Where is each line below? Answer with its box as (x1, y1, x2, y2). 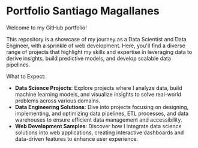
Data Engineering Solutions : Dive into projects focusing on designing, (14, 103, 189, 110)
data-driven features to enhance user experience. (14, 135, 139, 142)
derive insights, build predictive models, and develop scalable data (6, 55, 171, 62)
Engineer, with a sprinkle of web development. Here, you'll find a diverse (6, 42, 186, 49)
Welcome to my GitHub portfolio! (6, 24, 87, 31)
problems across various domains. (14, 97, 101, 104)
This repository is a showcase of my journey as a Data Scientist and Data (6, 35, 187, 43)
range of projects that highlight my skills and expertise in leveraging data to (6, 48, 193, 55)
